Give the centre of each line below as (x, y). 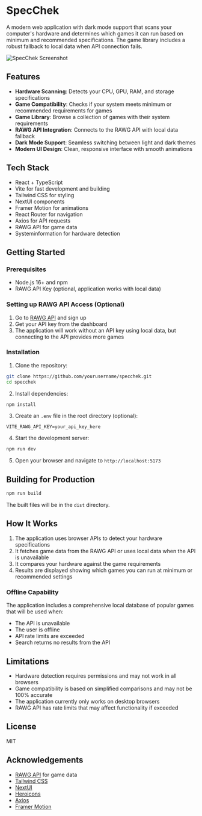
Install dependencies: (41, 393)
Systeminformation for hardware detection (67, 233)
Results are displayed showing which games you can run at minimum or (104, 570)
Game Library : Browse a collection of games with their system (92, 117)
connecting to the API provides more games (69, 337)
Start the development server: (52, 438)
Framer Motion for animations (52, 207)
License (21, 727)
